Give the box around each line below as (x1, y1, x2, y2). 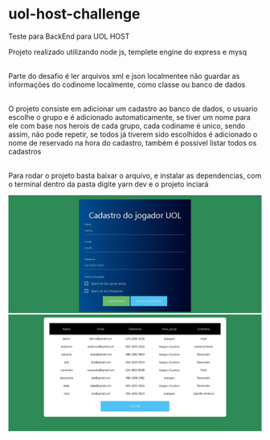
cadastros (8, 146, 42, 156)
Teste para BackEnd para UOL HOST (8, 31, 130, 41)
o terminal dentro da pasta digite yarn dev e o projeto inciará (8, 179, 209, 189)
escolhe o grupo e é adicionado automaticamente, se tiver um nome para (8, 112, 251, 121)
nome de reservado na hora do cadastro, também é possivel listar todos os (8, 138, 257, 147)
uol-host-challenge (8, 5, 141, 23)
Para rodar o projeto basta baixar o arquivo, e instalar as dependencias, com (8, 171, 262, 180)
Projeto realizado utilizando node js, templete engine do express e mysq (8, 47, 247, 56)
